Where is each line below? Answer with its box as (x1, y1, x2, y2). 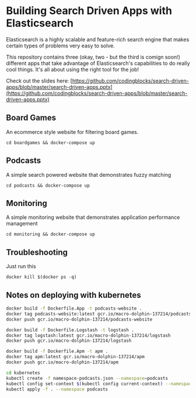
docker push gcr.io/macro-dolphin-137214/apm (6, 359, 118, 365)
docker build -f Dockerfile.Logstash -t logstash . (6, 327, 134, 333)
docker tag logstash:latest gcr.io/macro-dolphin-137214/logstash (6, 332, 171, 338)
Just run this (6, 263, 36, 270)
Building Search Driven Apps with (6, 4, 172, 18)
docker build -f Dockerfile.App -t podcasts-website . (6, 306, 142, 311)
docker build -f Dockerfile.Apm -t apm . (6, 348, 108, 355)
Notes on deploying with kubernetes (6, 290, 141, 300)
